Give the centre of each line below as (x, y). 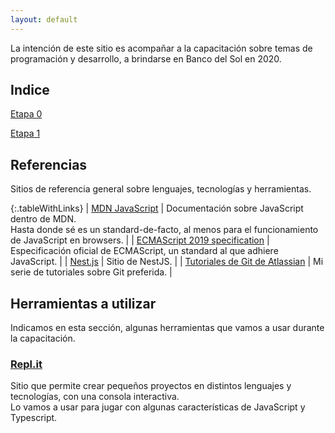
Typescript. (34, 418)
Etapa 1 (25, 133)
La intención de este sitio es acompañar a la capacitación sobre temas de (161, 48)
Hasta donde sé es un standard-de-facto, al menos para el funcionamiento (164, 230)
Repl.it (26, 364)
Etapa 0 (26, 114)
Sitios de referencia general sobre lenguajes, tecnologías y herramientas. (161, 189)
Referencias (49, 164)
